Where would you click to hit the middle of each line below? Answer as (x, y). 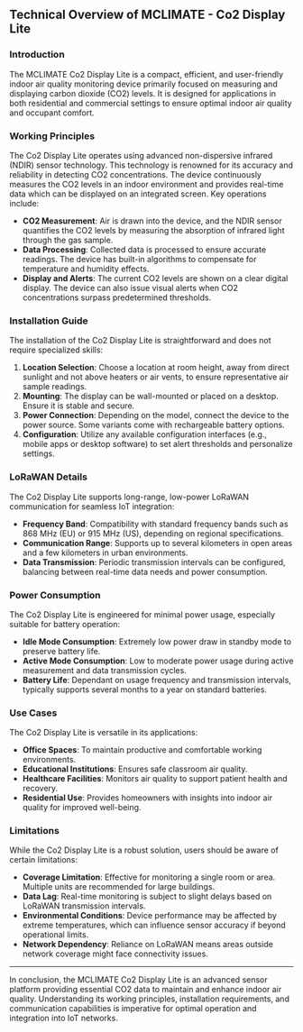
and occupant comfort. (52, 113)
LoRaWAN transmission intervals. (84, 906)
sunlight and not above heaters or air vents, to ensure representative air (156, 377)
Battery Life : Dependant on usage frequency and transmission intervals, (156, 680)
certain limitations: (44, 860)
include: (24, 203)
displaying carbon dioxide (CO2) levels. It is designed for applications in (143, 93)
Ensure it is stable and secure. (78, 406)
